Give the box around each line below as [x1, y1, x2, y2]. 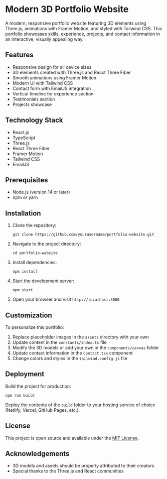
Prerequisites [5, 176, 48, 184]
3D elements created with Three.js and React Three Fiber [12, 69, 131, 75]
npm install [12, 269, 38, 274]
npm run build [5, 393, 35, 398]
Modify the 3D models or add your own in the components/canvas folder [12, 345, 159, 350]
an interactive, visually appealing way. [5, 36, 84, 42]
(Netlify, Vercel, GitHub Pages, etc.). [5, 407, 80, 413]
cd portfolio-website [12, 251, 58, 256]
